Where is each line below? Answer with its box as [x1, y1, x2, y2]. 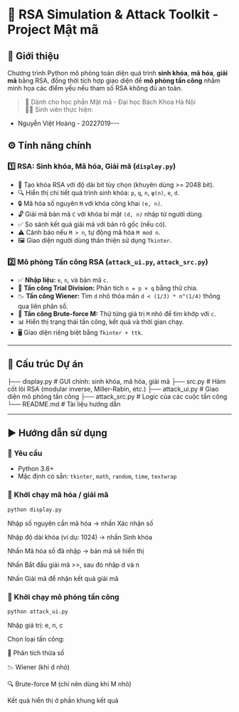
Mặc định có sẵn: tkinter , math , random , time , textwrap [17, 472, 177, 481]
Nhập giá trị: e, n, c [7, 621, 63, 629]
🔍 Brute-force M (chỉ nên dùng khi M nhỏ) [7, 679, 132, 688]
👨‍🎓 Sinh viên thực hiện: [24, 105, 94, 113]
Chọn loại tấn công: [7, 634, 65, 643]
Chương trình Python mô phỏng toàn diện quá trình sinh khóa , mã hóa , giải [7, 69, 228, 77]
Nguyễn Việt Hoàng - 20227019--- [17, 119, 119, 127]
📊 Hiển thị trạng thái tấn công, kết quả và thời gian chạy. [17, 317, 184, 326]
